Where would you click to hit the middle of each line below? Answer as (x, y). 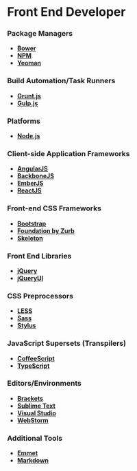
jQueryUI (30, 278)
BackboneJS (36, 176)
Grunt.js (29, 96)
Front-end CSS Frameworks (54, 208)
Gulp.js (27, 103)
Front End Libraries (39, 256)
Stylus (26, 326)
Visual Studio (37, 413)
